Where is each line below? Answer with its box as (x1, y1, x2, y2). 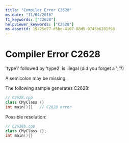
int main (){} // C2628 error (5, 104, 72, 110)
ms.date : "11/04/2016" (5, 12, 54, 17)
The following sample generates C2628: (5, 85, 90, 91)
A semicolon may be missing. (5, 75, 67, 82)
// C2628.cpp (5, 95, 33, 100)
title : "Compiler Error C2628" (5, 7, 72, 13)
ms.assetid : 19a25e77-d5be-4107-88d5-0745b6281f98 (5, 27, 115, 32)
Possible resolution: (5, 113, 47, 120)
